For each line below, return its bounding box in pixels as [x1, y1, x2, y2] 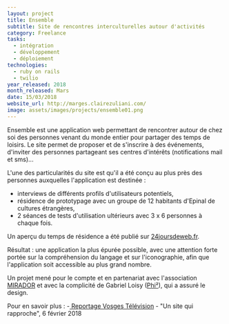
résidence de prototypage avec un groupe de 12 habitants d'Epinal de [17, 197, 216, 205]
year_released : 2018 [7, 81, 67, 88]
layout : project [7, 10, 54, 17]
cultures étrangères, [17, 204, 75, 212]
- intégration [13, 42, 54, 49]
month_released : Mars [7, 87, 70, 94]
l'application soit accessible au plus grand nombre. [7, 260, 152, 269]
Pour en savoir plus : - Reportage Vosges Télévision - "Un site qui [7, 302, 194, 310]
